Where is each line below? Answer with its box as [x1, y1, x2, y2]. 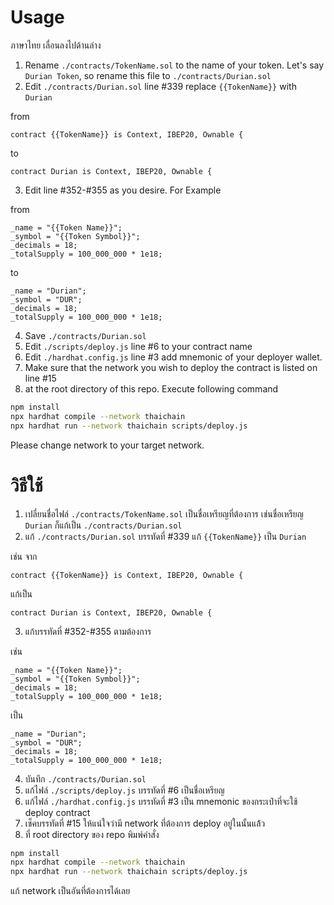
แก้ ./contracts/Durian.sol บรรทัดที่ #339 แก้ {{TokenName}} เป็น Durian [24, 530, 307, 542]
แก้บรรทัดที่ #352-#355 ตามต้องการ [24, 625, 152, 637]
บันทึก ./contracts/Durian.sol [24, 772, 147, 785]
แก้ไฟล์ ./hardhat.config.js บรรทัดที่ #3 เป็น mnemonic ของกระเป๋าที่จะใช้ [24, 795, 298, 807]
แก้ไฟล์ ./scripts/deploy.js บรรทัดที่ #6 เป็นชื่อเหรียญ [24, 784, 225, 796]
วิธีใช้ [10, 474, 43, 496]
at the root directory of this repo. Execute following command [24, 382, 279, 395]
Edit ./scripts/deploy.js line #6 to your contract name [24, 340, 253, 352]
